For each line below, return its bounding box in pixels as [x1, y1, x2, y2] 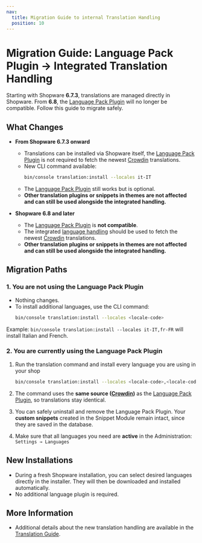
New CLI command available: [24, 162, 96, 170]
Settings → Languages [14, 439, 69, 445]
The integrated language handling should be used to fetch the [24, 228, 178, 235]
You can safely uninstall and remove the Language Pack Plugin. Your [14, 408, 186, 415]
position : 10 [11, 20, 45, 26]
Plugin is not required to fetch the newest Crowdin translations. [24, 156, 181, 164]
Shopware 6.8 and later [14, 210, 75, 217]
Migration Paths [6, 265, 68, 275]
